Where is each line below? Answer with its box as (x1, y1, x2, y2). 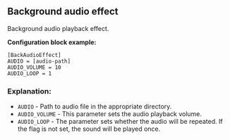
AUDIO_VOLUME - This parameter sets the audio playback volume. (17, 110, 202, 118)
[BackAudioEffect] (7, 51, 61, 58)
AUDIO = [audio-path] (7, 58, 71, 65)
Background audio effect (7, 6, 119, 18)
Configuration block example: (7, 38, 97, 46)
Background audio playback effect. (7, 24, 109, 32)
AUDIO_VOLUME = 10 (7, 63, 61, 71)
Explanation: (7, 86, 52, 96)
